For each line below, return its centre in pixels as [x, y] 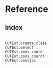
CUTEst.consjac [21, 61]
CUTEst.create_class [26, 43]
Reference [26, 9]
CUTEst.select [20, 48]
